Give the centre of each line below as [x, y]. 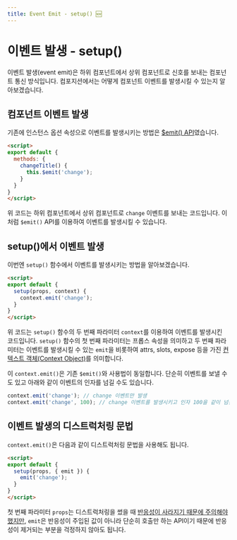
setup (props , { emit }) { [52, 471]
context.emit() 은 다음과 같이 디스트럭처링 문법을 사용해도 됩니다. [98, 444]
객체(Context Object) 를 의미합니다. [74, 359]
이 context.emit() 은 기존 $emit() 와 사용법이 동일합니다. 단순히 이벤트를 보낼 [114, 374]
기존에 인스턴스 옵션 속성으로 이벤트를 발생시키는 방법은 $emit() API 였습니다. [113, 132]
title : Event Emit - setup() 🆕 [55, 14]
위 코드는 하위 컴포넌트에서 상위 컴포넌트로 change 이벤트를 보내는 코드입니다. [114, 213]
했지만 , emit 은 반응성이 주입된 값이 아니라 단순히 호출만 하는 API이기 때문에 [110, 520]
